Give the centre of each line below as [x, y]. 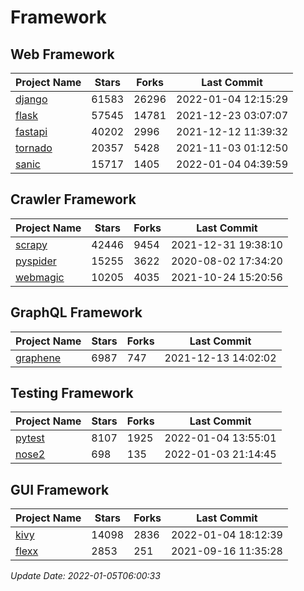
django [31, 99]
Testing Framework [72, 393]
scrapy [31, 244]
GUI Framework [60, 489]
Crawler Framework [73, 199]
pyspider [36, 261]
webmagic [40, 277]
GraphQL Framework [76, 312]
